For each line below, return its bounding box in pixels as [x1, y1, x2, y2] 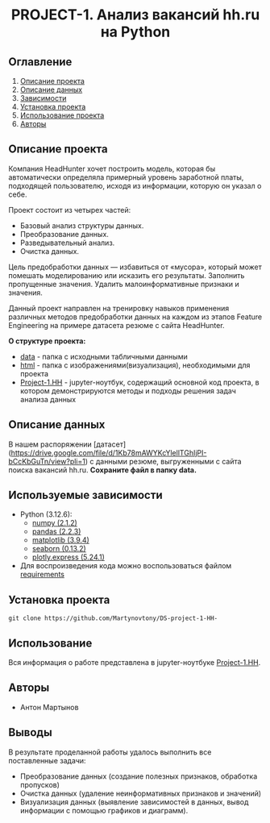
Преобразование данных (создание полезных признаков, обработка [19, 771, 258, 781]
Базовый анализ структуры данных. [19, 220, 144, 231]
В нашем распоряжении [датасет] [8, 439, 127, 449]
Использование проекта [19, 110, 105, 120]
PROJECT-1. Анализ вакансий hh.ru [10, 6, 260, 24]
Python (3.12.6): [19, 509, 73, 519]
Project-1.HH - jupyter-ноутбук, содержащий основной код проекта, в [19, 377, 260, 387]
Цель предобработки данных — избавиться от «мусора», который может [8, 262, 262, 272]
